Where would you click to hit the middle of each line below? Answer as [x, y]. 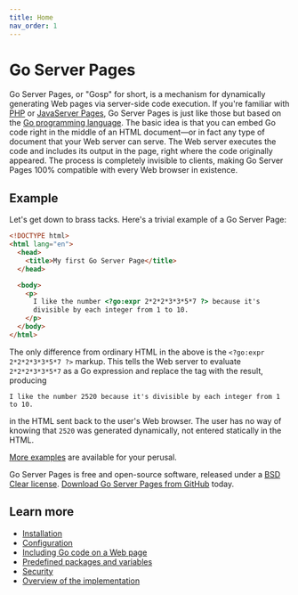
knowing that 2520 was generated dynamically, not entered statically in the [145, 430]
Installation [42, 533]
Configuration [47, 542]
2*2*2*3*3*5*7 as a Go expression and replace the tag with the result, [137, 371]
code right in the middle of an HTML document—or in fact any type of [137, 132]
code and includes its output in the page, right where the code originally [141, 151]
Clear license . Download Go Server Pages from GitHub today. [122, 484]
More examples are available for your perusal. [93, 457]
